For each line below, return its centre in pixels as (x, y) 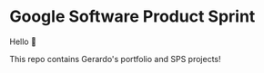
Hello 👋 (23, 41)
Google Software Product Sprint (132, 17)
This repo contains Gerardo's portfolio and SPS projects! (115, 59)
